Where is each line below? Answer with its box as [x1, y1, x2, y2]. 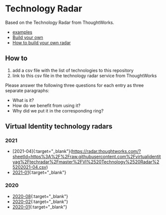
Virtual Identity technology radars [5, 122, 113, 131]
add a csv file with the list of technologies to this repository [12, 67, 134, 73]
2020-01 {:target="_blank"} [12, 204, 68, 210]
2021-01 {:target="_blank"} [12, 170, 67, 176]
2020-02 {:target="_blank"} [12, 199, 69, 205]
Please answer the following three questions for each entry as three [5, 82, 144, 88]
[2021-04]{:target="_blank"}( [12, 148, 72, 154]
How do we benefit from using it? [12, 103, 81, 108]
